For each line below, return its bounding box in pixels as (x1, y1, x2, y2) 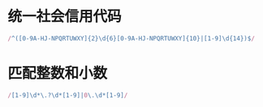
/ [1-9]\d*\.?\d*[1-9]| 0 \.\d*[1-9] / (7, 91, 128, 99)
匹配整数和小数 (7, 64, 108, 82)
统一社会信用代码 (7, 7, 123, 26)
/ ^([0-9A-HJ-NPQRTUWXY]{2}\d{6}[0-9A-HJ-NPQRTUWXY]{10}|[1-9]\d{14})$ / (7, 34, 255, 43)
